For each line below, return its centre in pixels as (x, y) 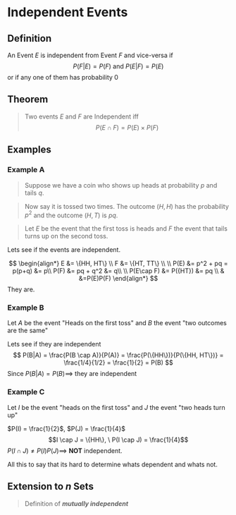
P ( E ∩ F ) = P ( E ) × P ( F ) (127, 127)
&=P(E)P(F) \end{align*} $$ (118, 279)
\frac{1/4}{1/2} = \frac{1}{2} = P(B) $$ (118, 363)
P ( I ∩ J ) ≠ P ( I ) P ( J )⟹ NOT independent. (65, 450)
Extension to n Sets (50, 486)
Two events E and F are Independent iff (81, 116)
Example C (26, 392)
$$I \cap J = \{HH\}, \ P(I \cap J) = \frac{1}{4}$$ (118, 440)
